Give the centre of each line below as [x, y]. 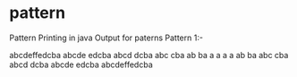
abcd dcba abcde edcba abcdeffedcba [81, 64]
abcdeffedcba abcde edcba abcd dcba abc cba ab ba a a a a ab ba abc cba [149, 55]
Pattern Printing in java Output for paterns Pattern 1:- [106, 38]
